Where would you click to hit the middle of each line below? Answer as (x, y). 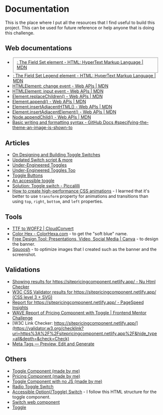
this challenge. (20, 33)
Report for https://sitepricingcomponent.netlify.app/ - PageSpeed (78, 302)
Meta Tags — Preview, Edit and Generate (53, 344)
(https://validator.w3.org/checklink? (48, 328)
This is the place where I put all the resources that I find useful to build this (80, 22)
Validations (23, 270)
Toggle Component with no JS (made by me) (57, 381)
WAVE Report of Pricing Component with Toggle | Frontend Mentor (79, 312)
